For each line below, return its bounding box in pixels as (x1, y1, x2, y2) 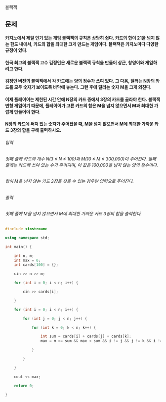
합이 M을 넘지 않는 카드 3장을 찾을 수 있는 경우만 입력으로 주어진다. (5, 178, 134, 184)
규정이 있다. (5, 47, 28, 53)
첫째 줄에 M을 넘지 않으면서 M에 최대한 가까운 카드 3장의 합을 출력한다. (5, 211, 142, 217)
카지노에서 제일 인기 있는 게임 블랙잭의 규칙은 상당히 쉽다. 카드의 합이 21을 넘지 (5, 35, 155, 41)
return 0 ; (14, 383, 35, 388)
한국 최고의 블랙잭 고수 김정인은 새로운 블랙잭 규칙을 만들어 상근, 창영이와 (5, 59, 144, 65)
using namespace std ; (5, 235, 50, 240)
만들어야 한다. (14, 108, 41, 115)
